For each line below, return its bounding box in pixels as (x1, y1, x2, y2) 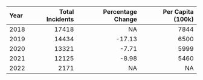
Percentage (103, 8, 138, 16)
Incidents (46, 15, 74, 23)
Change (114, 15, 138, 23)
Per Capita (163, 8, 194, 16)
